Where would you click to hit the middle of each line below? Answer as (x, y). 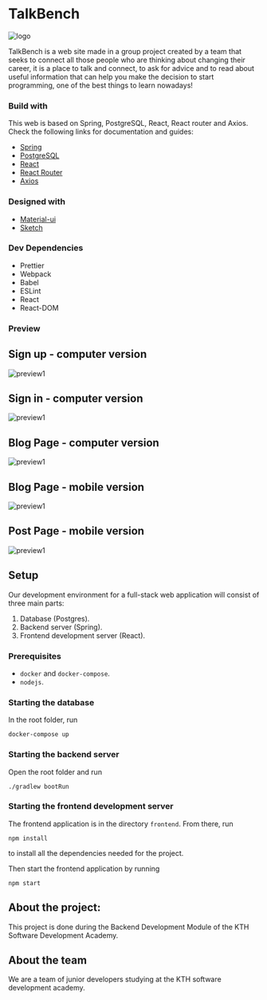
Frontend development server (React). (82, 635)
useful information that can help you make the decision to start (111, 76)
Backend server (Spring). (61, 627)
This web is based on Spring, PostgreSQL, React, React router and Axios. (128, 124)
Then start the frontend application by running (84, 869)
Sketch (31, 227)
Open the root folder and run (55, 772)
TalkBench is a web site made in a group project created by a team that (125, 51)
